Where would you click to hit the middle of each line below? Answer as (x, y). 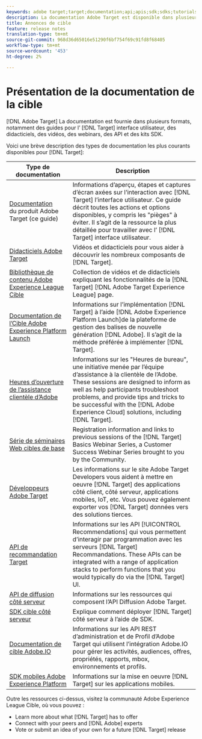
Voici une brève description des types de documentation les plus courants (98, 146)
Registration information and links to (123, 429)
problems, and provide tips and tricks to (129, 397)
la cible (25, 104)
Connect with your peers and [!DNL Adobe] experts (79, 723)
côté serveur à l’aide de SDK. (113, 619)
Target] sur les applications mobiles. (124, 684)
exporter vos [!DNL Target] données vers (130, 507)
